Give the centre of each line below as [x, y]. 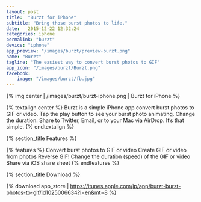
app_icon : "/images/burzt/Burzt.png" [54, 68]
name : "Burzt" [24, 57]
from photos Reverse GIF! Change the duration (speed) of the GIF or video [98, 156]
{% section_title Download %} [43, 174]
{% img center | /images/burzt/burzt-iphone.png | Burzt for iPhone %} [93, 96]
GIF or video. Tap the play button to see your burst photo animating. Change [101, 114]
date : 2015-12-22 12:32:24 [43, 29]
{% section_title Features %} [42, 138]
